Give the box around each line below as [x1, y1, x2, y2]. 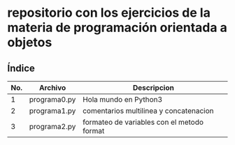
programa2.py [29, 122, 76, 131]
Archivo [38, 83, 66, 92]
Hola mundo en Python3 [83, 95, 163, 104]
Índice [7, 62, 35, 74]
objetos [7, 35, 52, 50]
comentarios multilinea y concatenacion [83, 106, 214, 116]
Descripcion [132, 83, 175, 92]
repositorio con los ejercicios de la [7, 5, 211, 21]
